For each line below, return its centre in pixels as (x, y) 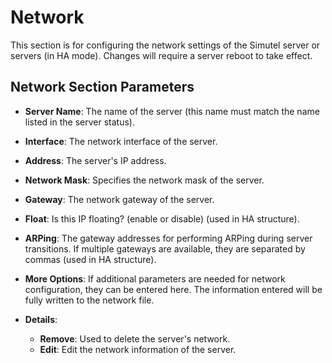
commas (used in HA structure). (90, 259)
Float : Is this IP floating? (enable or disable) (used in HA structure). (162, 218)
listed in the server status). (79, 122)
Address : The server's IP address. (95, 160)
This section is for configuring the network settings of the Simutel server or (165, 45)
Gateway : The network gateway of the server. (119, 199)
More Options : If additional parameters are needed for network (155, 278)
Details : (41, 319)
